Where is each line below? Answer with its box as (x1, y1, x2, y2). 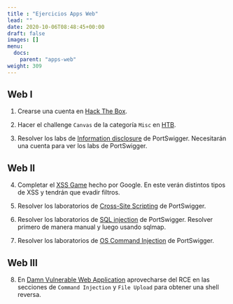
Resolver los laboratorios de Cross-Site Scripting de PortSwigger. (17, 201, 206, 211)
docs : (13, 50, 30, 57)
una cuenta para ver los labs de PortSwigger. (17, 142, 148, 150)
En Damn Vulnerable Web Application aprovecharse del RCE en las (17, 275, 210, 284)
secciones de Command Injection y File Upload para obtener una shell (17, 283, 219, 291)
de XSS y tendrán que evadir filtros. (17, 188, 120, 197)
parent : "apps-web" (20, 56, 77, 63)
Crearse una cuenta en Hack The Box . (17, 107, 128, 116)
